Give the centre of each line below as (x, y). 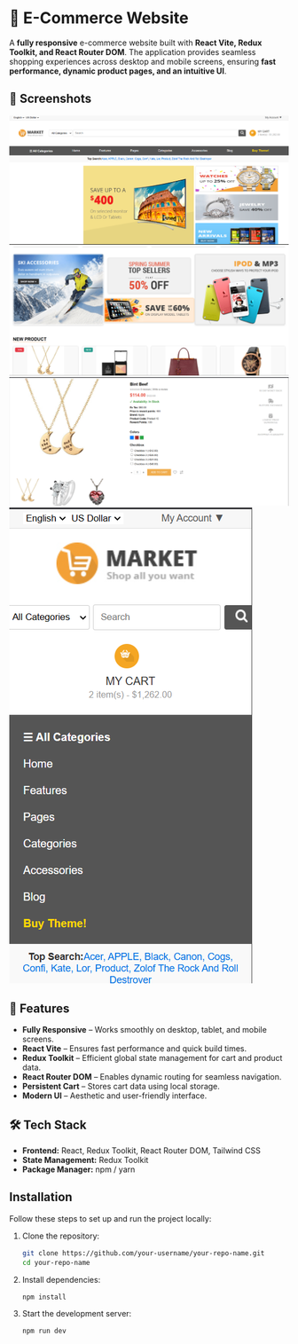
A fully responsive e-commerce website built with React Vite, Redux (136, 43)
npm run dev (44, 1331)
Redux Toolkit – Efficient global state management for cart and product (152, 1058)
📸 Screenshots (51, 99)
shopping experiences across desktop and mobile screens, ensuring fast (143, 61)
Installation (41, 1197)
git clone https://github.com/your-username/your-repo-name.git (143, 1253)
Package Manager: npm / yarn (78, 1169)
